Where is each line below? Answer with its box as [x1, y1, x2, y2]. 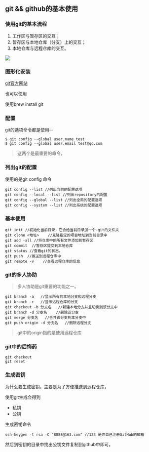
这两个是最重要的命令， [17, 150, 65, 157]
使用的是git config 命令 [5, 176, 52, 182]
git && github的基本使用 [5, 4, 78, 13]
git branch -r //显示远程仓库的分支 [5, 299, 78, 305]
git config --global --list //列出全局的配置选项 [5, 197, 103, 203]
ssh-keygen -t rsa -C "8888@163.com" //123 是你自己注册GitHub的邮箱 [5, 432, 145, 437]
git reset [5, 359, 26, 364]
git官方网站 [5, 80, 28, 86]
